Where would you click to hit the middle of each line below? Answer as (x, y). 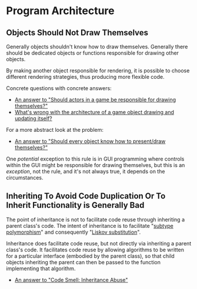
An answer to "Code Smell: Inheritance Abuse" (71, 280)
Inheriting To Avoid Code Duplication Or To (86, 196)
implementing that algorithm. (41, 268)
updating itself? (33, 118)
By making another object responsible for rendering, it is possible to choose (98, 71)
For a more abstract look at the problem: (55, 130)
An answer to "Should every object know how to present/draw (90, 141)
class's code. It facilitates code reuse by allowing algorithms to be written (95, 250)
